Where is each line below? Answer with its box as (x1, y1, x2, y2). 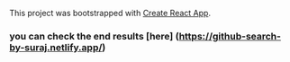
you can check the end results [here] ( (9, 30, 180, 42)
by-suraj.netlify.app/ (9, 40, 103, 53)
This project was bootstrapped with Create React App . (9, 8, 212, 18)
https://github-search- (178, 30, 282, 42)
